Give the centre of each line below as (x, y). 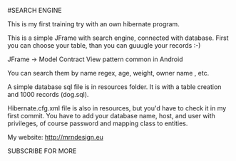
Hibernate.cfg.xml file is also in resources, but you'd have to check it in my (117, 108)
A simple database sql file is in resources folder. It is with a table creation (114, 87)
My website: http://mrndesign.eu (55, 137)
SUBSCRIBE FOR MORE (42, 151)
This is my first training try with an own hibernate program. (93, 24)
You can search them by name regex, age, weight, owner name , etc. (108, 73)
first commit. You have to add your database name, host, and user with (112, 116)
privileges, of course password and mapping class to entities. (98, 123)
